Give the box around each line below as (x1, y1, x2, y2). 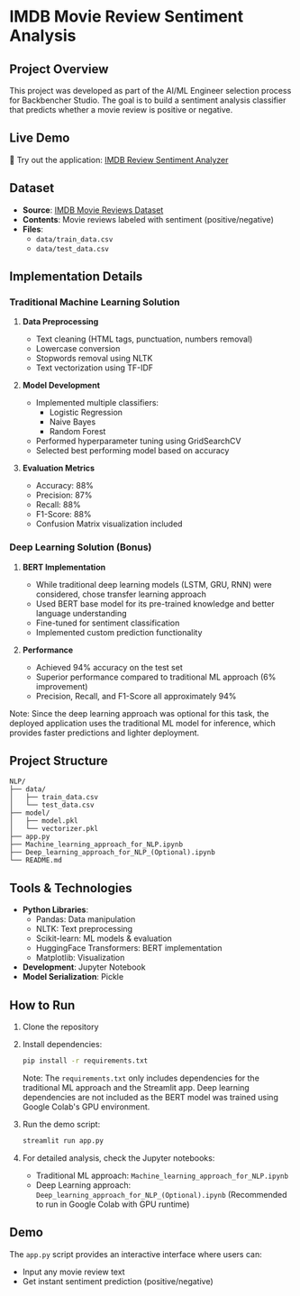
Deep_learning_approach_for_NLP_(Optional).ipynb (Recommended (35, 1189, 287, 1200)
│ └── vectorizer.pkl (9, 825, 99, 834)
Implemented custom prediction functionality (35, 626, 203, 637)
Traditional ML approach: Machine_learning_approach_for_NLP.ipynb (35, 1170, 289, 1181)
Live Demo (9, 131, 70, 146)
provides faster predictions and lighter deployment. (9, 727, 200, 738)
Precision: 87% (35, 489, 93, 501)
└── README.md (9, 856, 63, 865)
